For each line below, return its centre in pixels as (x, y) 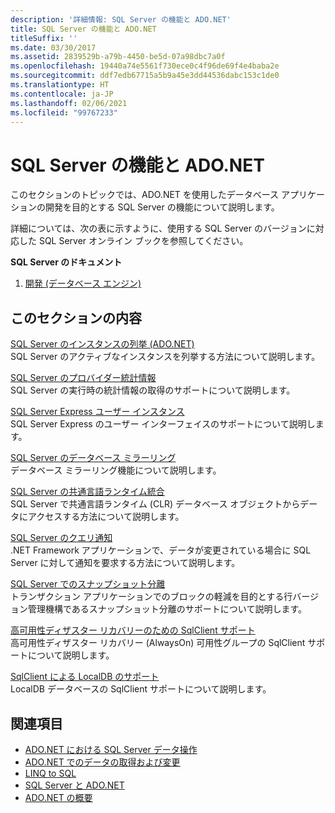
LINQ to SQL (50, 773)
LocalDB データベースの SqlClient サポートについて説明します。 (141, 689)
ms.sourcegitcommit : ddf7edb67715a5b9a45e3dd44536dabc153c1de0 (145, 76)
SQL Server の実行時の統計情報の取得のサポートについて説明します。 (153, 390)
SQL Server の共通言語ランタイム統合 (87, 492)
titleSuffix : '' (44, 38)
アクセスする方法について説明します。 (106, 517)
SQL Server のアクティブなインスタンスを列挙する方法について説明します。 (165, 357)
